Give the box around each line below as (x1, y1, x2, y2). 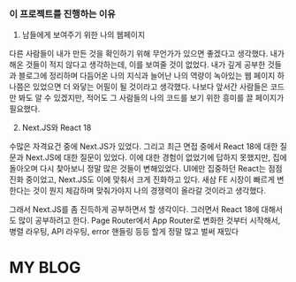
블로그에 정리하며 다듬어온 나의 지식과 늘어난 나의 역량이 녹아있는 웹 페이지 (18, 71, 276, 81)
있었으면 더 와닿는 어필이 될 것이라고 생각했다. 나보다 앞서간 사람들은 (32, 81, 269, 92)
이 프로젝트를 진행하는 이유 (9, 7, 117, 19)
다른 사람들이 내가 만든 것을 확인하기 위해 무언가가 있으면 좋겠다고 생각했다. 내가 (9, 49, 285, 59)
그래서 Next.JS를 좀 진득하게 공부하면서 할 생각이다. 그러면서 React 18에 (9, 204, 260, 215)
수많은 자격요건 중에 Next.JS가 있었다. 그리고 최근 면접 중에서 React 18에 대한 (9, 141, 278, 152)
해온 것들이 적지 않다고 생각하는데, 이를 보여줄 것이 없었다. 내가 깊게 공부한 (9, 59, 266, 70)
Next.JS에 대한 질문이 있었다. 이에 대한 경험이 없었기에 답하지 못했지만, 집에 (25, 152, 287, 163)
